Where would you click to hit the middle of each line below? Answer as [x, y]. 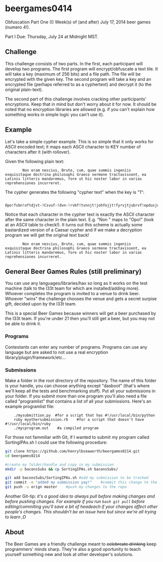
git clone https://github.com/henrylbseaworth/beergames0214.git [72, 451]
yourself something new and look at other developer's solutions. [69, 554]
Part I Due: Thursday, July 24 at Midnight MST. [52, 37]
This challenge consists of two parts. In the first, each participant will [74, 63]
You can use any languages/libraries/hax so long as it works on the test [76, 283]
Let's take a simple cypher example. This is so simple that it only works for [79, 141]
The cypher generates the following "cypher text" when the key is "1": [75, 192]
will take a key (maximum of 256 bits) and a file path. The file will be [73, 74]
